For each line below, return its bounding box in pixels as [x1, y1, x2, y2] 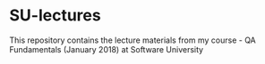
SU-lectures [9, 5, 101, 26]
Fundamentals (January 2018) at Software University [9, 44, 204, 54]
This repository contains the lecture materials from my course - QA [9, 35, 257, 45]
